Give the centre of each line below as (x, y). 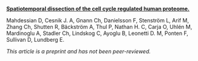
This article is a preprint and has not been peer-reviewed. (79, 51)
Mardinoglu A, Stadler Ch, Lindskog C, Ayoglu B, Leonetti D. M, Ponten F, (97, 33)
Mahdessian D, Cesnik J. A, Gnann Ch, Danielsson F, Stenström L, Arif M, (98, 20)
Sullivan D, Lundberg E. (36, 40)
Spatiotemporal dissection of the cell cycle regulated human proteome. (98, 9)
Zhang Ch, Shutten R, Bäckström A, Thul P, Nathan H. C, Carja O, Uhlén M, (99, 27)
